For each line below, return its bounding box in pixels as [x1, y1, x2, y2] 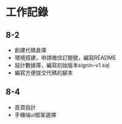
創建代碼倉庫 [14, 46, 47, 54]
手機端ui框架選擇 [14, 111, 57, 118]
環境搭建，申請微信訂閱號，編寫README [14, 54, 117, 61]
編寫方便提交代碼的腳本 [14, 69, 73, 76]
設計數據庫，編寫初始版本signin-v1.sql [14, 61, 110, 69]
